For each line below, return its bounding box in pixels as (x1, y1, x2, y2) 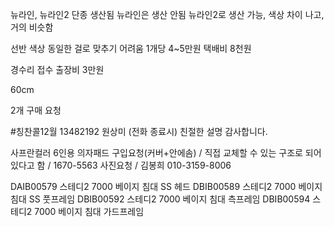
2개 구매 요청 (10, 104, 62, 116)
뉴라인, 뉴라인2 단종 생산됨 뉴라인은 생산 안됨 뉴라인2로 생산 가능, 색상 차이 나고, (10, 9, 325, 20)
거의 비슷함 (10, 21, 54, 33)
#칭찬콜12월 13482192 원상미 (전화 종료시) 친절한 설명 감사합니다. (10, 126, 268, 137)
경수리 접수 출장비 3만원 (10, 64, 105, 75)
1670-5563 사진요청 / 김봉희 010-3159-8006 (53, 159, 232, 171)
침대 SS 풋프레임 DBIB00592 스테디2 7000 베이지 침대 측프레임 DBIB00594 (10, 193, 311, 205)
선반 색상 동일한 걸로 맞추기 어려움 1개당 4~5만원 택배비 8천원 (10, 43, 252, 54)
